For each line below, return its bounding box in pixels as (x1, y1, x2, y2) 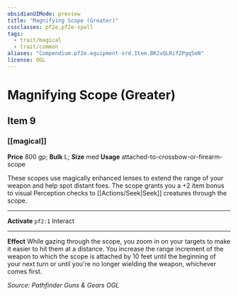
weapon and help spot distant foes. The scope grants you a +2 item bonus (7, 181, 225, 190)
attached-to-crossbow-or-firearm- (121, 152, 223, 161)
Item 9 (7, 115, 36, 127)
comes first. (7, 267, 42, 275)
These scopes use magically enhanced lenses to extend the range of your (7, 173, 224, 182)
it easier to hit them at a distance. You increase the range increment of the (7, 244, 224, 253)
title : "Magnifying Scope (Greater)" (7, 17, 119, 24)
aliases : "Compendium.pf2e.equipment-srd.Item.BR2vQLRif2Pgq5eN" (7, 50, 204, 57)
